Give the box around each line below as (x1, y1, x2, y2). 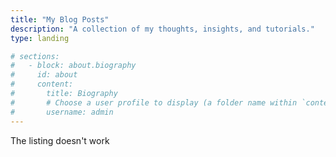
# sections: (10, 51, 60, 61)
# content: (10, 79, 74, 90)
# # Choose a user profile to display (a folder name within (10, 97, 298, 108)
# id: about (10, 70, 78, 80)
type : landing (10, 33, 70, 43)
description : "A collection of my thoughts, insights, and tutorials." (10, 24, 315, 34)
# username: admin (10, 107, 114, 117)
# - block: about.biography (10, 61, 137, 71)
